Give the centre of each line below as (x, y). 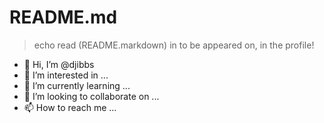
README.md (63, 17)
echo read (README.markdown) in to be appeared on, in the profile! (174, 45)
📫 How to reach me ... (70, 107)
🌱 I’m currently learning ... (77, 85)
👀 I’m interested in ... (66, 75)
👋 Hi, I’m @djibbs (59, 64)
